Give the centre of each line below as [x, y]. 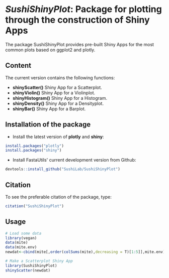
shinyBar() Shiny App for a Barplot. [49, 108]
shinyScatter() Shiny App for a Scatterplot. [57, 87]
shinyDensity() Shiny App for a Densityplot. [58, 103]
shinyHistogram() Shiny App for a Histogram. [60, 98]
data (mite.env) [21, 247]
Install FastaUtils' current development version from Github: [74, 160]
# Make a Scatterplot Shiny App [39, 261]
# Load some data [23, 233]
